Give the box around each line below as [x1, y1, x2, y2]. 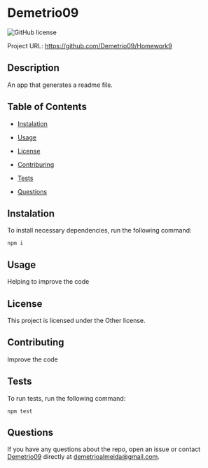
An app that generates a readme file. [7, 81, 113, 89]
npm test [7, 408, 33, 415]
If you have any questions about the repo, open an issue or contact [7, 445, 201, 453]
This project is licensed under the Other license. [7, 317, 146, 324]
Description [7, 62, 60, 74]
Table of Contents [7, 101, 88, 113]
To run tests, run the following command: [7, 394, 126, 402]
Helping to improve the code [7, 277, 90, 286]
